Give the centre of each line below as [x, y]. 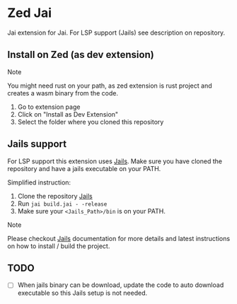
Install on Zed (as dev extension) [81, 55]
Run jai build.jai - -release [62, 204]
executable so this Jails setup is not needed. [82, 293]
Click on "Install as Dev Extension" [68, 114]
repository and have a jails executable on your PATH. [84, 168]
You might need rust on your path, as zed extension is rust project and [110, 86]
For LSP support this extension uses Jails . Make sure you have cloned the [115, 161]
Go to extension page [49, 107]
